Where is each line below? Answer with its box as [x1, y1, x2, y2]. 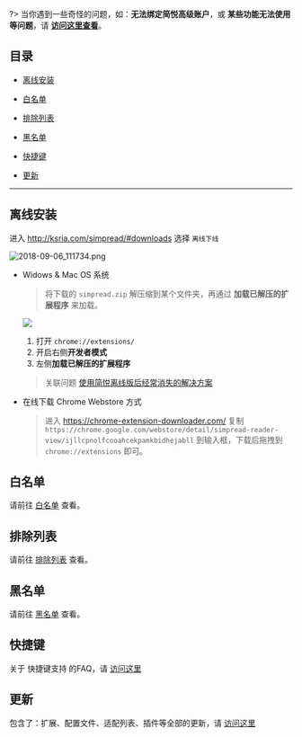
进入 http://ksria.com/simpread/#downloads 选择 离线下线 [9, 233, 219, 244]
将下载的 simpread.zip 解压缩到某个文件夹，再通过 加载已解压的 [44, 288, 281, 299]
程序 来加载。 [52, 299, 103, 310]
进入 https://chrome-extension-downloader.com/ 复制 [44, 415, 244, 426]
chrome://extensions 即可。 [44, 445, 148, 457]
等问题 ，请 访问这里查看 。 [9, 20, 106, 31]
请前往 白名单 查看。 [9, 500, 85, 511]
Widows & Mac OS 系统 [22, 269, 110, 280]
